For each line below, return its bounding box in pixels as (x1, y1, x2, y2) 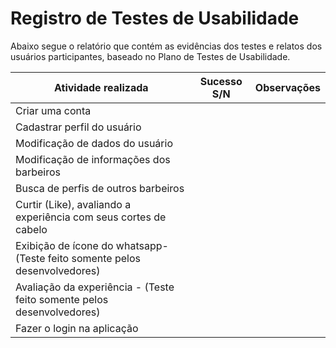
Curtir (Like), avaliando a (15, 197, 132, 211)
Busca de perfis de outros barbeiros (15, 181, 185, 195)
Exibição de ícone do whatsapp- (15, 238, 169, 252)
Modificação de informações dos (15, 152, 171, 166)
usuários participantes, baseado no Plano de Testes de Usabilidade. (10, 50, 291, 62)
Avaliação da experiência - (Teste (15, 280, 175, 294)
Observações (254, 80, 321, 94)
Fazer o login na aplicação (15, 321, 139, 335)
